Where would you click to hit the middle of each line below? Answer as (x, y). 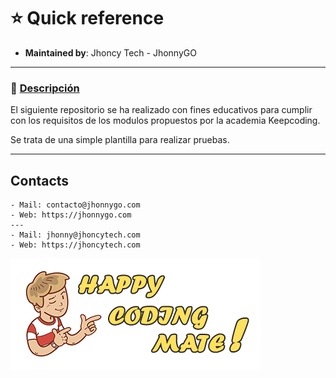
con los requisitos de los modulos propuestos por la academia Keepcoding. (165, 121)
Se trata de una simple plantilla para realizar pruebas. (120, 140)
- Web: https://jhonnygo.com (71, 215)
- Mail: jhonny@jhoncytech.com (75, 235)
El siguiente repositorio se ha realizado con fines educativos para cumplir (161, 110)
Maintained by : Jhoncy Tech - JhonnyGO (110, 52)
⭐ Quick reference (87, 18)
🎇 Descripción (45, 88)
